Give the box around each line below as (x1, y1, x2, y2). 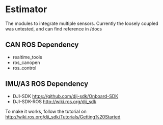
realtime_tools (12, 54, 42, 60)
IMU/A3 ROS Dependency (5, 80, 89, 88)
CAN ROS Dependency (5, 41, 79, 49)
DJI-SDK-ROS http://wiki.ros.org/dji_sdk (12, 98, 97, 105)
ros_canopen (12, 59, 40, 66)
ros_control (12, 65, 37, 71)
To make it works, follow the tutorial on (5, 108, 87, 114)
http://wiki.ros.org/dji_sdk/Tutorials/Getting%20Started (5, 113, 121, 120)
